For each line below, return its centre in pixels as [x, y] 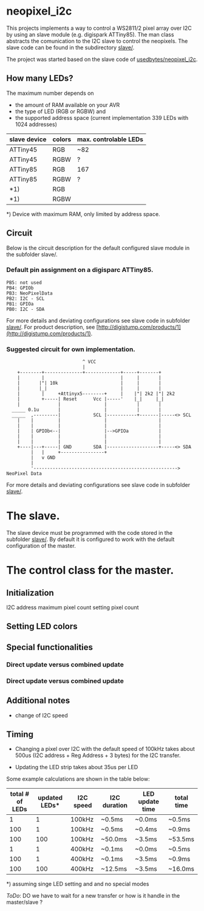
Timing [20, 734]
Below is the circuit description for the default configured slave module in [98, 248]
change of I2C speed [41, 715]
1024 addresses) [36, 124]
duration [115, 806]
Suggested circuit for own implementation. [71, 349]
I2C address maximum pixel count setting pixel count [73, 607]
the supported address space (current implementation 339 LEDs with [102, 117]
